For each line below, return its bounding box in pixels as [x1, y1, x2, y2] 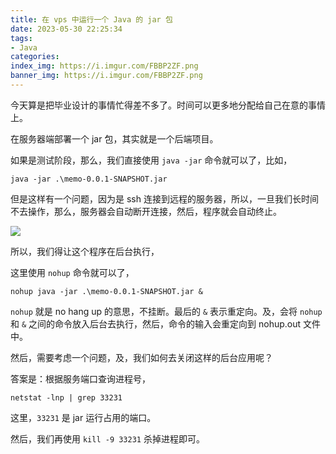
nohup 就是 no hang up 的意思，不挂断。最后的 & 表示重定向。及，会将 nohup [10, 305, 323, 317]
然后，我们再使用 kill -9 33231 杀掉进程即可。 [10, 432, 205, 445]
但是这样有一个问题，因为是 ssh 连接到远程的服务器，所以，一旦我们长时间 [10, 192, 319, 205]
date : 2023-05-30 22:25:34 [10, 24, 123, 34]
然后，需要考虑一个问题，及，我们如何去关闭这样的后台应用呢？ [10, 351, 273, 363]
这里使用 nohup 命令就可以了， [10, 266, 135, 278]
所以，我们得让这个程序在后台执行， [10, 245, 160, 257]
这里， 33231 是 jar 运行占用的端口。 [10, 411, 157, 423]
